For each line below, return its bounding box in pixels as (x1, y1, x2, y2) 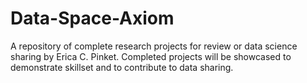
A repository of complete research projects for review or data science (10, 40, 298, 52)
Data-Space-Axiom (10, 7, 175, 30)
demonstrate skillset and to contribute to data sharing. (10, 61, 234, 73)
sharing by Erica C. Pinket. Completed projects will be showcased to (10, 50, 292, 62)
